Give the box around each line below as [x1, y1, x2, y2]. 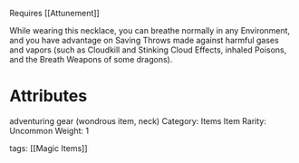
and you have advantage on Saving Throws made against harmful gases [9, 35, 279, 45]
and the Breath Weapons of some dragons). [9, 54, 173, 64]
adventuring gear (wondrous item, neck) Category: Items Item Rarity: [9, 115, 267, 126]
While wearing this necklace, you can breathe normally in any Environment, [9, 25, 291, 35]
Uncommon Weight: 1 [9, 125, 89, 136]
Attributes [9, 86, 88, 107]
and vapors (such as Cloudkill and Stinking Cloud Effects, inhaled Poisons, [9, 44, 287, 55]
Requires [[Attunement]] [9, 8, 100, 18]
